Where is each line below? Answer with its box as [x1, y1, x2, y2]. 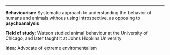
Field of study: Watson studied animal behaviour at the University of [5, 30, 148, 36]
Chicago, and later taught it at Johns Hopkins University [5, 35, 122, 41]
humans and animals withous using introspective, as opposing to [5, 15, 140, 21]
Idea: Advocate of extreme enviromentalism [5, 45, 97, 51]
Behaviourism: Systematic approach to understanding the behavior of [5, 10, 152, 15]
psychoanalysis [5, 20, 39, 26]
